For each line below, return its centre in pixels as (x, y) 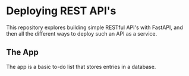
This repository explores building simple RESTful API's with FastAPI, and (94, 27)
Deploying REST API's (61, 11)
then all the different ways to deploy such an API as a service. (82, 33)
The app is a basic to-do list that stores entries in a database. (81, 66)
